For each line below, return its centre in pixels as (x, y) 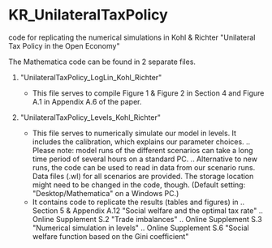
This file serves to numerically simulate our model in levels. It (134, 133)
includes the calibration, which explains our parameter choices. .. (141, 141)
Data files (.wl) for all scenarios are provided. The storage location (143, 176)
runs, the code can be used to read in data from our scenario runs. (144, 167)
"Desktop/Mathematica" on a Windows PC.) (106, 193)
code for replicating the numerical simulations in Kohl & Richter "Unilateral (132, 37)
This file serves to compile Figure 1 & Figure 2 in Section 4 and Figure (148, 93)
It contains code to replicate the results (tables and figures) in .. (138, 202)
